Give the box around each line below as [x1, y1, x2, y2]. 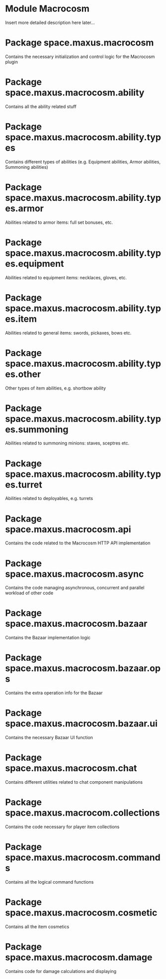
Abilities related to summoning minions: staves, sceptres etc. [5, 440, 130, 446]
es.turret [5, 479, 42, 490]
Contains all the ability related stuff [5, 103, 77, 109]
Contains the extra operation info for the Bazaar [5, 690, 103, 696]
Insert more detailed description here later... [5, 19, 95, 25]
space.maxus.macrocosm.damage [5, 952, 153, 963]
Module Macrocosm [5, 3, 89, 14]
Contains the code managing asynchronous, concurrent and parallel [5, 585, 145, 591]
